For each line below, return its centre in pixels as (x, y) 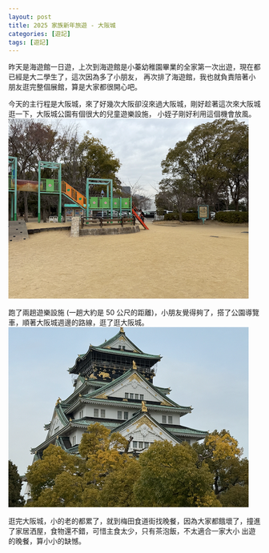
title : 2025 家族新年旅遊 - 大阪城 (62, 25)
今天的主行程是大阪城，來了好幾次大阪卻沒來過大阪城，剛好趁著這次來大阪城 (134, 104)
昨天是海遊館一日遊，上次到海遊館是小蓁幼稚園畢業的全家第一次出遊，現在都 (134, 67)
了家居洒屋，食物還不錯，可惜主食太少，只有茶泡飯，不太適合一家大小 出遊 (132, 531)
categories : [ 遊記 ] (40, 34)
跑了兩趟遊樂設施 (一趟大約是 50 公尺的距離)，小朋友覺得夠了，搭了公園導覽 (134, 313)
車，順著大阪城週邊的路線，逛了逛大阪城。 (78, 323)
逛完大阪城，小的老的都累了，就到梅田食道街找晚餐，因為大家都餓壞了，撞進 (134, 521)
